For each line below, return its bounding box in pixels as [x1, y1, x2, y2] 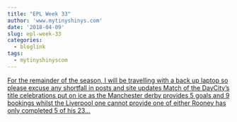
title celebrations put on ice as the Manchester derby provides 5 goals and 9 [7, 91, 230, 99]
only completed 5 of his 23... [7, 106, 91, 114]
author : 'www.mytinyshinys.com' [7, 17, 103, 24]
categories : [7, 37, 42, 44]
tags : [7, 50, 23, 57]
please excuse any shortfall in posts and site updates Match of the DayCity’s [7, 83, 230, 92]
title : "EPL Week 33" [7, 10, 71, 18]
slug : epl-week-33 [7, 30, 62, 38]
